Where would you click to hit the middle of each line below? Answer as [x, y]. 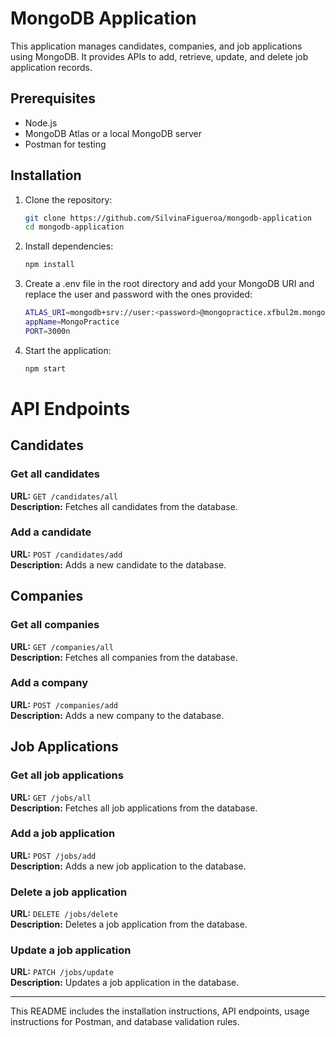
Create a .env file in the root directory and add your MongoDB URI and [169, 284]
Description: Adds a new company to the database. [117, 715]
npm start [45, 368]
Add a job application [63, 834]
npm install [49, 265]
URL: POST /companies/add [64, 704]
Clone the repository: [68, 199]
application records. [51, 67]
